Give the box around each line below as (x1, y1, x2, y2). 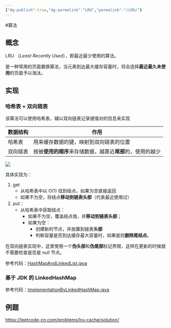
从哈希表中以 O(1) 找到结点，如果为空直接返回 (20, 188, 117, 194)
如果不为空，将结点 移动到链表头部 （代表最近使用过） (20, 194, 132, 200)
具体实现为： (5, 171, 32, 178)
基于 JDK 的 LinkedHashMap (5, 274, 77, 281)
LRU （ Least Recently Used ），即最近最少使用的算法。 (5, 53, 119, 59)
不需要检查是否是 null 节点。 (5, 250, 65, 256)
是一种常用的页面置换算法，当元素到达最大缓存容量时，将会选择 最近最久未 (5, 64, 161, 70)
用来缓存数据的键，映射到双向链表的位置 (33, 138, 131, 145)
